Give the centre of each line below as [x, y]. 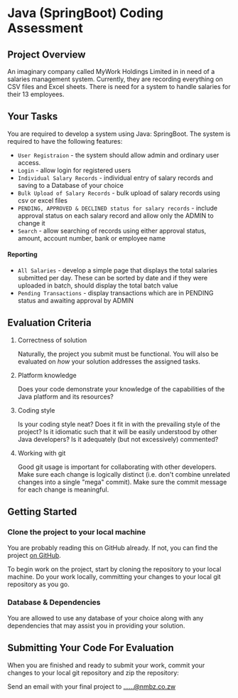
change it [31, 223]
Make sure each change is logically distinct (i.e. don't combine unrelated [124, 474]
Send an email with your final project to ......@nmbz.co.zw [92, 686]
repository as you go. [38, 584]
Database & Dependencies [54, 603]
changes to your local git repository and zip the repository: [93, 672]
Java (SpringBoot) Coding [85, 13]
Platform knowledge [47, 375]
